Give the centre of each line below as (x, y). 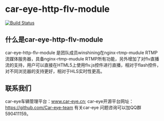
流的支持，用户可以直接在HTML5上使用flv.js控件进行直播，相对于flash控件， (83, 65)
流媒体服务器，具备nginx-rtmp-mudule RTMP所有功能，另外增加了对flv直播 (82, 59)
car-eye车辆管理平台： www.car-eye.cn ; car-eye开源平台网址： (69, 101)
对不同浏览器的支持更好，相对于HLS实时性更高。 (55, 71)
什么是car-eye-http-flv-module (54, 40)
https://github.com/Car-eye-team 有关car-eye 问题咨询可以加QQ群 (73, 107)
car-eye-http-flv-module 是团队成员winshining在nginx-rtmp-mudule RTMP (81, 53)
